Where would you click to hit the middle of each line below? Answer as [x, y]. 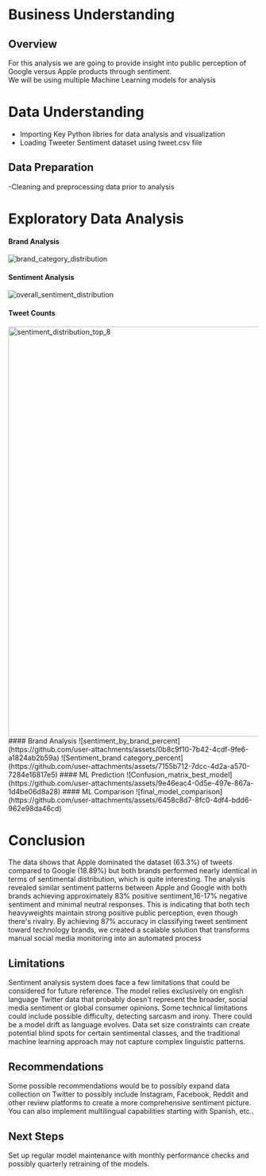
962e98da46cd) [35, 808]
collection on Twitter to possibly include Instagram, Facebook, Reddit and [128, 1094]
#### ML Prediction [92, 774]
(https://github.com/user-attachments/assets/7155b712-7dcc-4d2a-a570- [129, 766]
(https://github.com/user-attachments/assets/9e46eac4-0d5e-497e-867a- [131, 783]
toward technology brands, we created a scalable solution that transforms [129, 930]
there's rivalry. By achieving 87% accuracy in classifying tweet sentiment [128, 922]
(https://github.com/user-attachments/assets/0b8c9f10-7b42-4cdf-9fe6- [129, 749]
